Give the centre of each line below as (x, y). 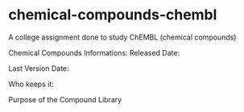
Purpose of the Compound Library (65, 99)
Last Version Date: (39, 68)
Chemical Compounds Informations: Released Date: (94, 52)
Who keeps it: (31, 84)
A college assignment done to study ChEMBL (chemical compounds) (122, 37)
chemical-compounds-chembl (113, 15)
